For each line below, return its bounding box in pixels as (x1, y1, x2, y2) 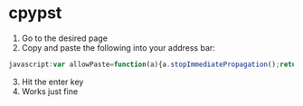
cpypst (8, 3, 62, 24)
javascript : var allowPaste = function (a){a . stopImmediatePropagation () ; (8, 60, 280, 69)
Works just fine (21, 85, 79, 97)
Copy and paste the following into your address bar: (21, 42, 216, 53)
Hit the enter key (21, 76, 84, 87)
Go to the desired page (21, 33, 108, 43)
